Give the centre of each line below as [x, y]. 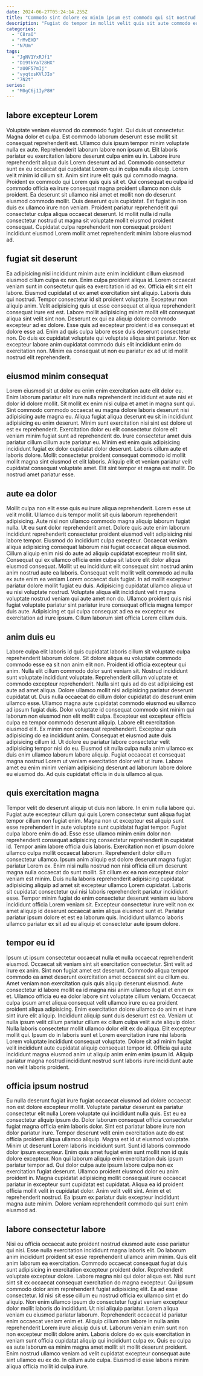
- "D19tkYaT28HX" [34, 62]
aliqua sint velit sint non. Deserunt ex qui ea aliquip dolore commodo [91, 319]
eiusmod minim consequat [57, 376]
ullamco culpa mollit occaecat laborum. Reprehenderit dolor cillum [89, 852]
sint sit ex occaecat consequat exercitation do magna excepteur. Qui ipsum [100, 1283]
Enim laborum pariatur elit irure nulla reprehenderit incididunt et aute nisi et [100, 397]
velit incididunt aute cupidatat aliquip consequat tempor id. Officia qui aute [99, 1048]
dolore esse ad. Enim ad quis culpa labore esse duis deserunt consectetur [98, 331]
